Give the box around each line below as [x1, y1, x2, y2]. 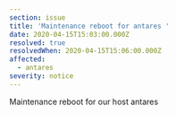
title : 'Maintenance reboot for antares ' [9, 22, 170, 31]
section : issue [9, 13, 66, 22]
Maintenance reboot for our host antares [9, 96, 159, 107]
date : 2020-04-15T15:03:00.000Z [9, 30, 130, 39]
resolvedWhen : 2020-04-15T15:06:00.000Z [9, 47, 163, 56]
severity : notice [9, 72, 74, 81]
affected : [9, 55, 46, 64]
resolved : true [9, 38, 66, 48]
